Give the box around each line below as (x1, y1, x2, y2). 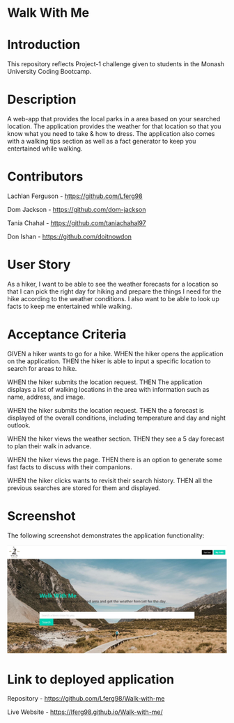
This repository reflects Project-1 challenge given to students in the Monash (7, 60, 225, 68)
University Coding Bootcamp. (7, 68, 92, 76)
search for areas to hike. (7, 364, 77, 372)
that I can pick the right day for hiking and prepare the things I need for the (7, 287, 221, 296)
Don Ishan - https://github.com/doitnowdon (7, 232, 132, 241)
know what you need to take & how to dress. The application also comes (7, 130, 215, 138)
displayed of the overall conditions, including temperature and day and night (7, 413, 226, 422)
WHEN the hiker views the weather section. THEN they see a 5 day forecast (7, 434, 225, 443)
